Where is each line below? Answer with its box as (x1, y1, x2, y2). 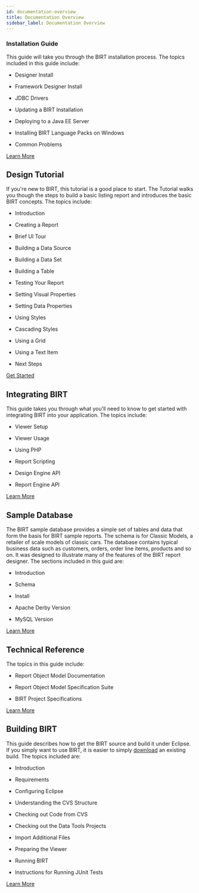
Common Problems (14, 141, 63, 148)
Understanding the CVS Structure (14, 799, 98, 806)
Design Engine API (14, 470, 61, 477)
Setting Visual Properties (14, 291, 76, 298)
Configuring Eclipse (14, 787, 64, 794)
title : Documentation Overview (6, 14, 84, 20)
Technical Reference (6, 644, 85, 655)
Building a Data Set (14, 256, 62, 263)
